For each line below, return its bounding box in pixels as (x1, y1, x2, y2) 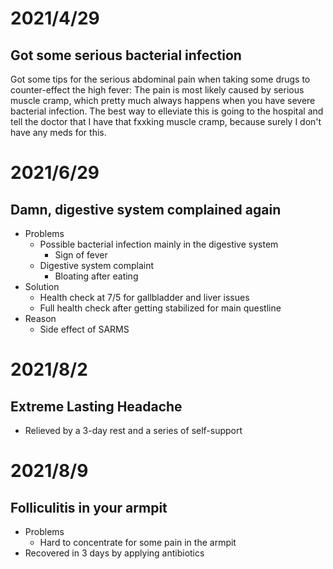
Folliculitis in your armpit (10, 499, 168, 516)
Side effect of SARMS (39, 323, 130, 335)
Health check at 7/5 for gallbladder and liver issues (39, 292, 250, 303)
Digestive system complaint (39, 260, 155, 271)
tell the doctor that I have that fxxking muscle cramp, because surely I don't (10, 116, 322, 127)
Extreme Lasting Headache (10, 398, 183, 415)
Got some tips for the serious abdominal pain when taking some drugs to (10, 73, 311, 85)
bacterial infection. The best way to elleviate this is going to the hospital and (10, 105, 324, 117)
